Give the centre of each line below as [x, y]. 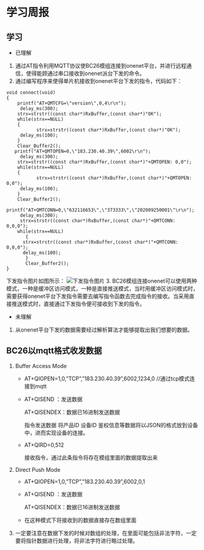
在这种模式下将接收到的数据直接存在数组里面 [80, 520]
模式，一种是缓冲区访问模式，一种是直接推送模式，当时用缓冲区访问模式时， [102, 288]
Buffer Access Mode [41, 366]
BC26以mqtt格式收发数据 [54, 351]
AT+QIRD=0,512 [44, 445]
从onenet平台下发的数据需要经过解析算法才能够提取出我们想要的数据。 [104, 330]
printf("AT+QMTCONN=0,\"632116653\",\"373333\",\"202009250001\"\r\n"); [100, 210]
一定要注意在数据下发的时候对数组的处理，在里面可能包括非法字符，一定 [106, 533]
